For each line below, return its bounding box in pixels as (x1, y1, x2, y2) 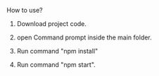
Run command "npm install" (16, 47, 98, 55)
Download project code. (16, 20, 87, 27)
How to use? (6, 6, 43, 14)
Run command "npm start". (16, 61, 96, 69)
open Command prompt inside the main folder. (16, 33, 152, 42)
